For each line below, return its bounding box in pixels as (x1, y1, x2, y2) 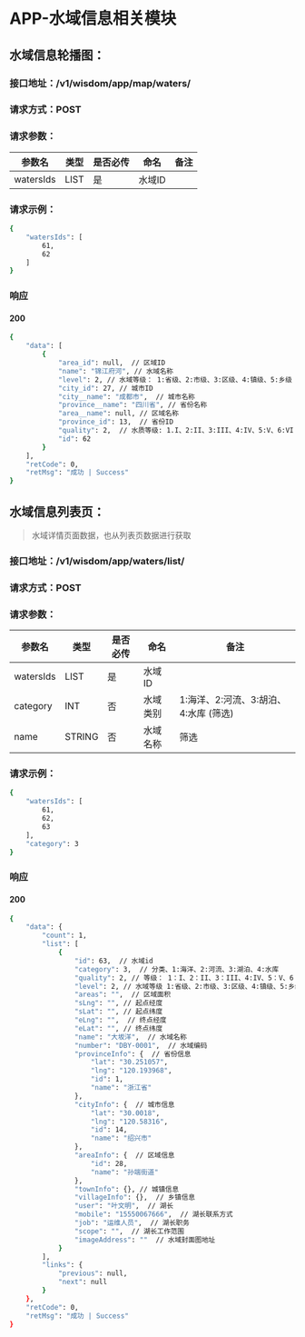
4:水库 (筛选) (179, 707, 234, 720)
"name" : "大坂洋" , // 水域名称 (74, 1033, 188, 1042)
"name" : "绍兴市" (90, 1133, 152, 1143)
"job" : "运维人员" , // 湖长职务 (74, 1219, 191, 1228)
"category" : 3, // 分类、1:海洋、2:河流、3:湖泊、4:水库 (74, 964, 280, 973)
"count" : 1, (42, 931, 88, 941)
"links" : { (42, 1261, 84, 1270)
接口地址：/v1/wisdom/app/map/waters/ (9, 76, 192, 89)
